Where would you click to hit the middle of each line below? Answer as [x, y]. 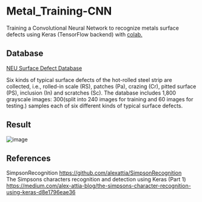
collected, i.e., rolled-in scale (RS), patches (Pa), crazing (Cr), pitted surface [101, 86]
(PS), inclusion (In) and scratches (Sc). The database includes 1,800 [91, 93]
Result [19, 125]
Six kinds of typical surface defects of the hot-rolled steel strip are [89, 79]
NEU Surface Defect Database [44, 68]
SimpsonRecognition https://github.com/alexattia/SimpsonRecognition [94, 173]
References [29, 158]
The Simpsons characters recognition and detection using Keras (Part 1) [96, 180]
